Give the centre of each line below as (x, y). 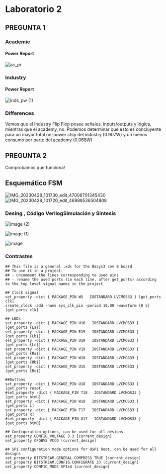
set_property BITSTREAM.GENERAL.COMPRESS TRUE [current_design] (73, 458)
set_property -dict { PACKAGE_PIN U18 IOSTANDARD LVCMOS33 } (72, 384)
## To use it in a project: (34, 271)
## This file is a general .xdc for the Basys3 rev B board (69, 267)
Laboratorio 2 (34, 9)
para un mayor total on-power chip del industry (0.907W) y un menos (76, 135)
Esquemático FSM (34, 183)
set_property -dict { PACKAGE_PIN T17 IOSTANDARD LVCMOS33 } (72, 410)
